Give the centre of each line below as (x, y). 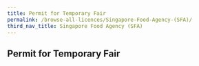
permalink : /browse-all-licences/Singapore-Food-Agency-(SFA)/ (100, 20)
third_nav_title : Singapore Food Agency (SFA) (75, 26)
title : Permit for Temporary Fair (57, 13)
